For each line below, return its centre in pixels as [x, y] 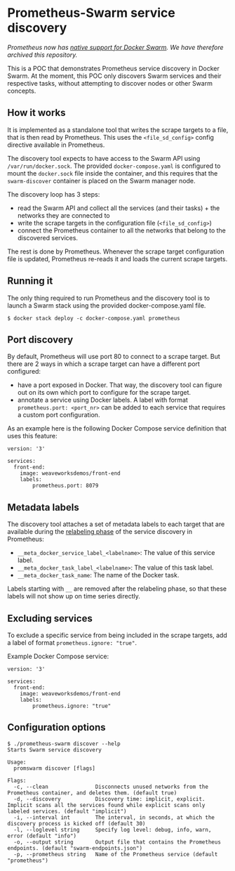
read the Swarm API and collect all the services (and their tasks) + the [119, 208]
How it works [36, 113]
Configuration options [57, 727]
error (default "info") [42, 836]
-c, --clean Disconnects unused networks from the [111, 787]
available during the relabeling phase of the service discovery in [100, 532]
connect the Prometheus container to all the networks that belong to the [121, 230]
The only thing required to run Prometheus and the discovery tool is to [109, 298]
